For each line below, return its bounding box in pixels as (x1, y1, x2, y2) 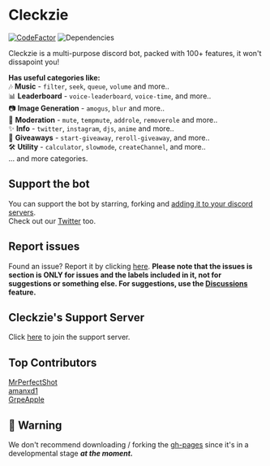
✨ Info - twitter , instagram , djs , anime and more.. (8, 124, 174, 133)
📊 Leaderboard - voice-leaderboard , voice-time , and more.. (8, 91, 212, 101)
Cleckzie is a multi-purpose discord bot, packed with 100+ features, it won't (8, 48, 262, 58)
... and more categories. (8, 153, 88, 163)
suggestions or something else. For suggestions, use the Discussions (8, 278, 248, 288)
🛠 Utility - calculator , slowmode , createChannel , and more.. (8, 142, 207, 151)
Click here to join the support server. (8, 332, 131, 342)
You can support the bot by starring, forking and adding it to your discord (8, 198, 253, 208)
